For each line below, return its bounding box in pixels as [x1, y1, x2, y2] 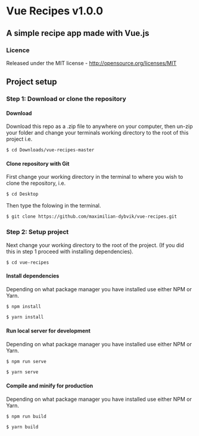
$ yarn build [6, 424, 39, 430]
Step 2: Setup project [6, 228, 69, 236]
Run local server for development [6, 327, 91, 334]
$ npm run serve [6, 358, 46, 364]
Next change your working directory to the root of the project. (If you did [6, 241, 185, 249]
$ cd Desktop [6, 191, 39, 197]
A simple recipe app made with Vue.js [6, 28, 150, 38]
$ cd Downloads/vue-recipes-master [6, 147, 95, 153]
